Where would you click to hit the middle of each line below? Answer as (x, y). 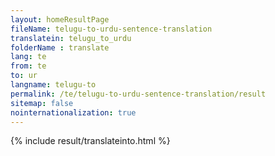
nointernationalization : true (73, 112)
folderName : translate (60, 47)
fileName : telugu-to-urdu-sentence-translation (111, 29)
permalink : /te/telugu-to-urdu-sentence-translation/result (138, 94)
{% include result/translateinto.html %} (90, 141)
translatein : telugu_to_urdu (71, 38)
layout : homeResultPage (60, 19)
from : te (28, 66)
